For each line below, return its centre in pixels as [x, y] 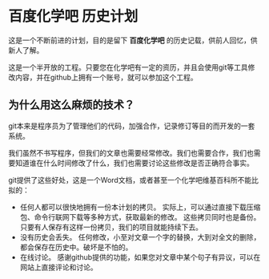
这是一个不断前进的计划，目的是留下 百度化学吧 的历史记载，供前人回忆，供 [133, 40]
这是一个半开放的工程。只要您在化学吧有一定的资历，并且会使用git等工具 [128, 67]
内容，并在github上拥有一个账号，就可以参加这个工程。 [106, 77]
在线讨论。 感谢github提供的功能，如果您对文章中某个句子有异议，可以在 [140, 257]
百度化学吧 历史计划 [73, 16]
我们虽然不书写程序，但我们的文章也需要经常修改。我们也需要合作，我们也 [131, 152]
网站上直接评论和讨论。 [58, 267]
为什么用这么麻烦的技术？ [71, 105]
